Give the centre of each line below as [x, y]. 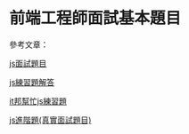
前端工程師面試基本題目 [95, 18]
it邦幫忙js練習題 [38, 101]
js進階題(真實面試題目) [50, 120]
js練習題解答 [32, 82]
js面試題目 [28, 63]
